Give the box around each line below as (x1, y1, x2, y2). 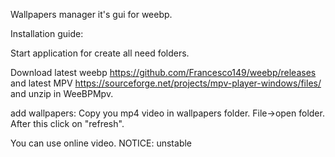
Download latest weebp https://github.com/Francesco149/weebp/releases (10, 67, 317, 78)
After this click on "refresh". (10, 118, 125, 129)
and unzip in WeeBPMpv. (10, 88, 114, 99)
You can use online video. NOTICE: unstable (10, 137, 193, 149)
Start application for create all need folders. (10, 47, 190, 59)
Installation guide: (10, 28, 84, 39)
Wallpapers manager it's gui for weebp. (10, 9, 173, 20)
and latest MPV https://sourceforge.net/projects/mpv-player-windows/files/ (10, 77, 322, 89)
